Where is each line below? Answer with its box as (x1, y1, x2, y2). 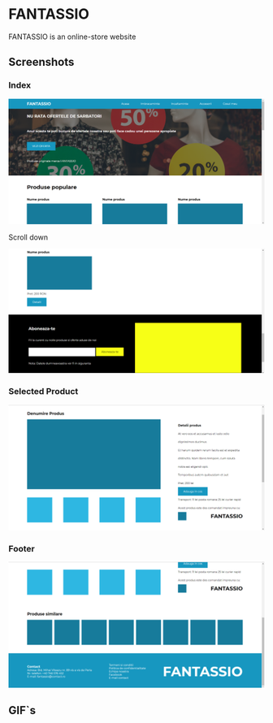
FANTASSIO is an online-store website (8, 32, 136, 41)
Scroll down (8, 232, 49, 242)
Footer (8, 543, 35, 555)
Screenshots (8, 55, 75, 69)
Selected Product (8, 386, 79, 397)
